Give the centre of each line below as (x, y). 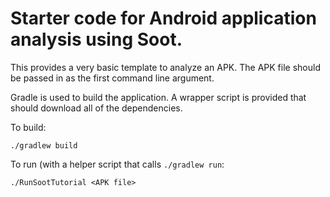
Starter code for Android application (163, 18)
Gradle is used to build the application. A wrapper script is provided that (158, 97)
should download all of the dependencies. (96, 108)
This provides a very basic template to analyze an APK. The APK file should (165, 67)
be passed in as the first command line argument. (112, 78)
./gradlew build (44, 145)
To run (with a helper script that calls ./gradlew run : (117, 164)
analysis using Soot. (96, 39)
